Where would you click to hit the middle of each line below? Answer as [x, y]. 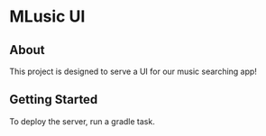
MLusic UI [47, 17]
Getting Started [54, 100]
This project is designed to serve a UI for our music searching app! [133, 71]
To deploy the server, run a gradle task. [82, 121]
